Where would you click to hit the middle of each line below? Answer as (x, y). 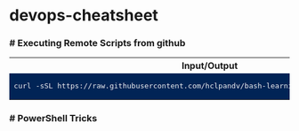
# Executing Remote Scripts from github (97, 43)
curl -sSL (33, 86)
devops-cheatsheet (84, 15)
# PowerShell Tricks (53, 119)
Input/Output (210, 65)
